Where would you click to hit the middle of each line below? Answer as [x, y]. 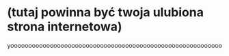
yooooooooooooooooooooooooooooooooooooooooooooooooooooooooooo [114, 45]
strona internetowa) [65, 27]
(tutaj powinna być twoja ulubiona [105, 12]
